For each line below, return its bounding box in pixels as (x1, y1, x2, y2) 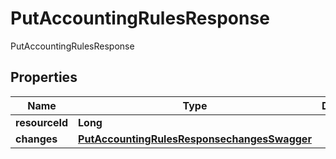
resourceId (15, 115, 69, 129)
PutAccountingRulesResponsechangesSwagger (78, 132, 312, 146)
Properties (10, 69, 78, 86)
